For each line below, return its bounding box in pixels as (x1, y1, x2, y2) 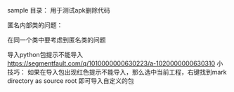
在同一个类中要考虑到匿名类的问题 (7, 36, 106, 44)
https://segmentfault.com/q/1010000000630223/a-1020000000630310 (7, 59, 216, 68)
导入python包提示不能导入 (7, 51, 83, 59)
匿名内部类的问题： (7, 21, 63, 29)
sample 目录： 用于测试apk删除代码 (7, 6, 110, 14)
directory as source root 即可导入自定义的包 (7, 77, 135, 85)
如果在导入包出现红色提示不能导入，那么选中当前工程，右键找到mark (27, 68, 227, 76)
